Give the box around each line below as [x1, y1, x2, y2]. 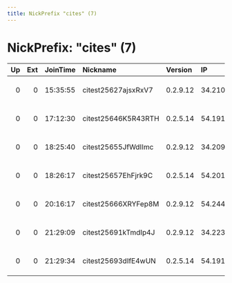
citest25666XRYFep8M [82, 199, 159, 208]
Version [166, 65, 193, 75]
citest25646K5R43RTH [82, 113, 160, 123]
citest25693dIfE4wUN [82, 256, 157, 266]
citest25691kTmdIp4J [82, 227, 155, 237]
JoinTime [44, 65, 76, 75]
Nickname [82, 65, 117, 75]
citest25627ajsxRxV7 [82, 85, 153, 95]
